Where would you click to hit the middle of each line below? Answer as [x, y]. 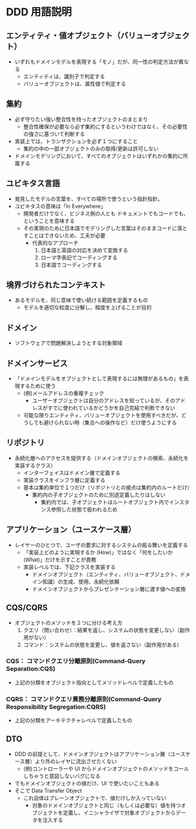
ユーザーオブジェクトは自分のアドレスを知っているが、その [104, 401]
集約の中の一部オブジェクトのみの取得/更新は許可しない [91, 148]
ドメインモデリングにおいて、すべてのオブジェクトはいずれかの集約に [99, 155]
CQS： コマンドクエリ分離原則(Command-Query [76, 661]
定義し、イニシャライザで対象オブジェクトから [119, 813]
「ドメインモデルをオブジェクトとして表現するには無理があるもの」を [99, 378]
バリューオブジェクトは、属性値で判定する [75, 84]
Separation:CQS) [31, 669]
